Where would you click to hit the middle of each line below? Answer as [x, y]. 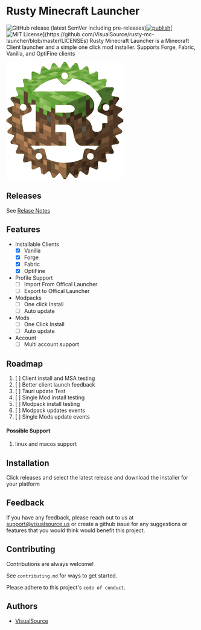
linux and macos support [46, 444]
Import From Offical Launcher [61, 284]
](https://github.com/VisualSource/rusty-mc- [98, 34]
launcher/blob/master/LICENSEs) [47, 40]
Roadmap [25, 364]
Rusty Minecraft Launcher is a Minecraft [139, 40]
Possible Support [28, 431]
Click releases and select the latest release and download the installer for [97, 478]
